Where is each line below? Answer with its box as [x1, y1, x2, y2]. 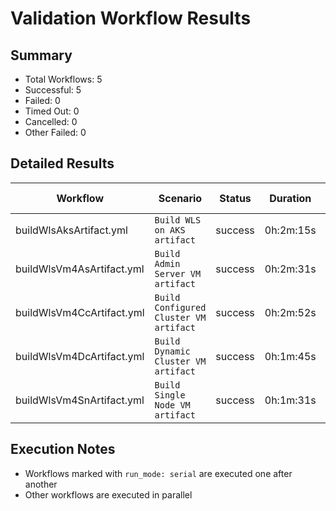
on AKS [154, 224, 186, 236]
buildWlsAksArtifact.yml [15, 223, 128, 237]
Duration [269, 191, 312, 205]
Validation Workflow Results [10, 7, 252, 30]
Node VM [154, 399, 191, 411]
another [24, 478, 58, 490]
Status [219, 191, 252, 205]
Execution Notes [10, 441, 116, 458]
